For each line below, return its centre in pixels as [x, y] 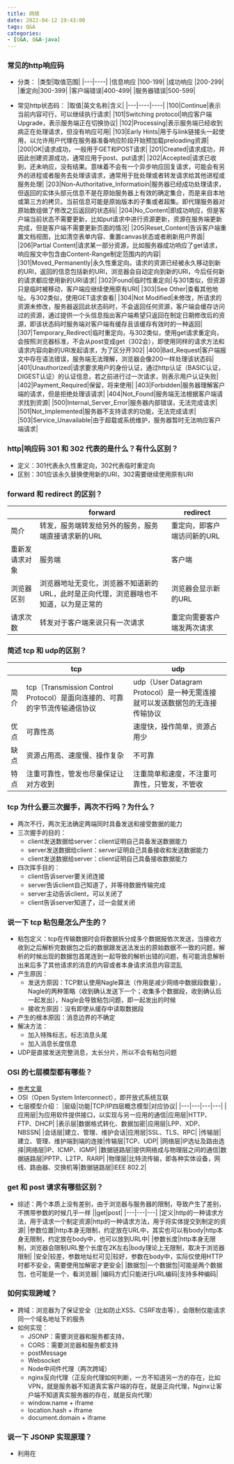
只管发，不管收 [179, 784]
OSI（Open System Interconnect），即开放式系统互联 [93, 1098]
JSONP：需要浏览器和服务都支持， [78, 1336]
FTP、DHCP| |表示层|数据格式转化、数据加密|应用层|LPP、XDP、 [110, 1124]
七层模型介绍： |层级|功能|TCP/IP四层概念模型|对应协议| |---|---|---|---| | [122, 1106]
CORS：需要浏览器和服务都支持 [73, 1345]
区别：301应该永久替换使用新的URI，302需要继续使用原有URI [105, 474]
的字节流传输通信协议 [61, 708]
